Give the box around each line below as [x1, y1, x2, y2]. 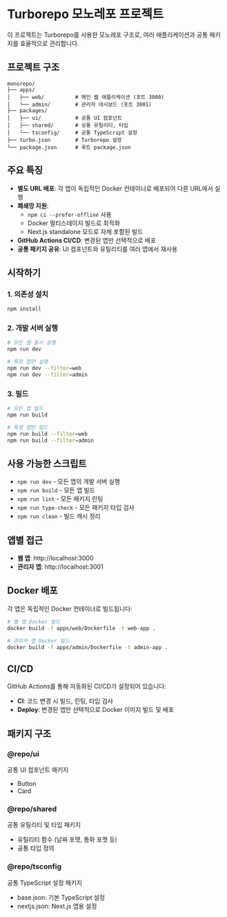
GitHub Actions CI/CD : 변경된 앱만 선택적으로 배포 [17, 236, 157, 244]
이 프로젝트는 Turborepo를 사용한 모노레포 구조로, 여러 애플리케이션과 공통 [7, 30, 208, 39]
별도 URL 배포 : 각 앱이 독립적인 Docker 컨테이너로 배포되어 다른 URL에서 [17, 184, 214, 193]
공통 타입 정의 [17, 844, 55, 853]
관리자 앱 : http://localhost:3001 [17, 562, 103, 571]
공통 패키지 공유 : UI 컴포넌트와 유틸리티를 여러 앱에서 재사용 [17, 244, 178, 253]
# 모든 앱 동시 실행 [7, 339, 57, 346]
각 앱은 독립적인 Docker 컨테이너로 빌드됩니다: [7, 604, 132, 613]
